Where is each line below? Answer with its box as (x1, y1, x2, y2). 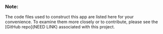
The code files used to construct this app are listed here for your (5, 14, 134, 20)
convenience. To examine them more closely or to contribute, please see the (5, 19, 158, 25)
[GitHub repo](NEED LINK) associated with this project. (5, 24, 115, 30)
